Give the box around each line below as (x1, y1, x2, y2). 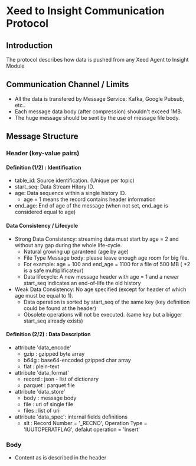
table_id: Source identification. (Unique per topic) (14, 177, 135, 184)
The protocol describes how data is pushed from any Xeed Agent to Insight (6, 56, 189, 63)
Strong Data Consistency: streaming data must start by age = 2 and (14, 235, 179, 242)
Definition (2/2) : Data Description (6, 331, 91, 338)
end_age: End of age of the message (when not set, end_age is (14, 202, 168, 209)
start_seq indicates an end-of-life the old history (23, 279, 141, 286)
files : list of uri (23, 407, 60, 414)
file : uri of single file (23, 400, 74, 407)
